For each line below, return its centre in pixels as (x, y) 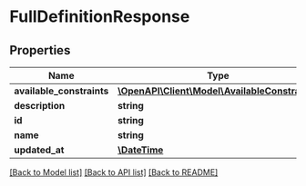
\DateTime (140, 150)
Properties (40, 50)
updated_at (39, 150)
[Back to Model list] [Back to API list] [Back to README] (114, 172)
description (40, 106)
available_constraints (61, 91)
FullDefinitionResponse (100, 17)
